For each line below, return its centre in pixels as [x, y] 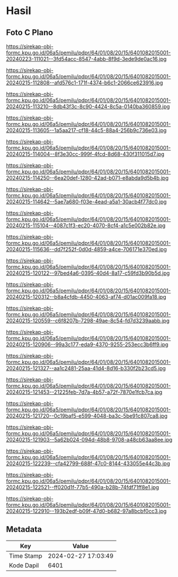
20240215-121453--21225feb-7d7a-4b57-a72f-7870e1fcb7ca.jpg [84, 392]
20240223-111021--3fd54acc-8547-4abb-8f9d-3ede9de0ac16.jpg [86, 59]
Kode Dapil [24, 565]
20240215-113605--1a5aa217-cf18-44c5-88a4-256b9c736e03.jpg [86, 130]
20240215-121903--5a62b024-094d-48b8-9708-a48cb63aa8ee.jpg [89, 440]
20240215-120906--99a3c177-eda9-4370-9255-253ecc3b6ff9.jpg [87, 344]
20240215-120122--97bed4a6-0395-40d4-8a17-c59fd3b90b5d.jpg [88, 273]
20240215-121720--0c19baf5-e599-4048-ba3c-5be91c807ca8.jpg [87, 416]
